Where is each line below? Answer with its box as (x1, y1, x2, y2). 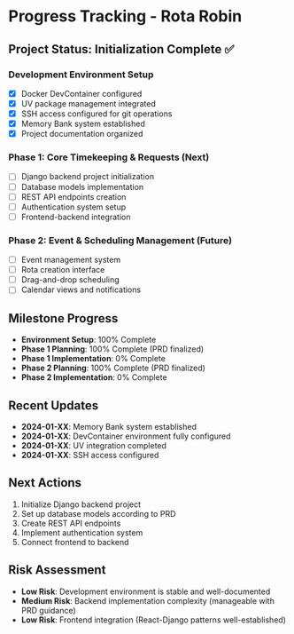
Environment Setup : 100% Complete (20, 335, 157, 345)
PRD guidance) (20, 605, 76, 615)
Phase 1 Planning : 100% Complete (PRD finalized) (20, 344, 205, 354)
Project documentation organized (20, 129, 143, 139)
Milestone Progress (8, 311, 119, 326)
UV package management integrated (20, 98, 156, 108)
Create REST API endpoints (20, 518, 121, 528)
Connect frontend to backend (20, 536, 129, 547)
